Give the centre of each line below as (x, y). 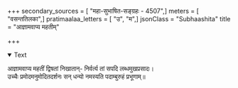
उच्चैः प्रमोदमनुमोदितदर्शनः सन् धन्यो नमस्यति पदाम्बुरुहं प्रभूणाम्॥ (76, 77)
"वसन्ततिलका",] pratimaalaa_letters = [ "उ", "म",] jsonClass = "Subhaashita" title (119, 19)
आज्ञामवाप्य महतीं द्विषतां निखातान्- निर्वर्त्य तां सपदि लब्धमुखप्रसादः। (81, 68)
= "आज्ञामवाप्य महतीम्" (33, 27)
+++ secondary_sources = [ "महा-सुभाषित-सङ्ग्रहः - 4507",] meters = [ (103, 11)
